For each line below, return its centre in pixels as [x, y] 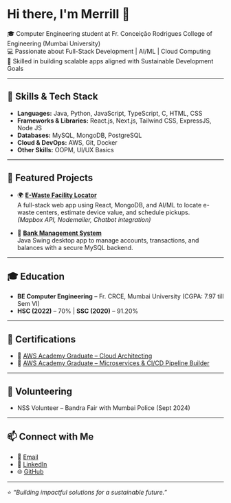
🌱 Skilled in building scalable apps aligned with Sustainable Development [110, 61]
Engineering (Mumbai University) [54, 43]
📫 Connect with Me [51, 437]
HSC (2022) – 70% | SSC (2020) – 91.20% [78, 311]
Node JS [30, 127]
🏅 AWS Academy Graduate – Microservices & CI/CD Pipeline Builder [113, 363]
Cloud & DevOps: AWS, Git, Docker [67, 142]
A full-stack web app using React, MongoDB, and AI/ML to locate [109, 205]
